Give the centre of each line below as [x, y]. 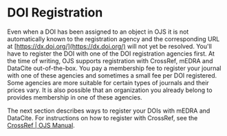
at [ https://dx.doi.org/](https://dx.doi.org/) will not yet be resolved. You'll [109, 46]
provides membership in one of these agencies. [75, 97]
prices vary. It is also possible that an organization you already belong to [110, 90]
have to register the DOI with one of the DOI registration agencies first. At [111, 54]
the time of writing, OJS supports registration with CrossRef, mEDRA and [110, 60]
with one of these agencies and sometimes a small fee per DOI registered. [112, 75]
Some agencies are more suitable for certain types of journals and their [108, 82]
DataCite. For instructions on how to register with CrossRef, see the [102, 117]
